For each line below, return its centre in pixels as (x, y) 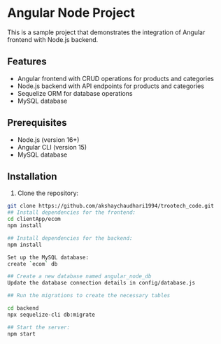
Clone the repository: (48, 193)
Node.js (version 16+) (48, 139)
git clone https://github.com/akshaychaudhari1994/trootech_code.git (111, 206)
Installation (32, 176)
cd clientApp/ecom (34, 219)
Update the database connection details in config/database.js (101, 283)
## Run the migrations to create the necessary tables (89, 296)
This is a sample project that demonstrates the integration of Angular (106, 32)
